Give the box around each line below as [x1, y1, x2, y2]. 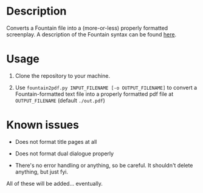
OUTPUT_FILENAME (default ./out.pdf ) [15, 96, 105, 104]
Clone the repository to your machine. [15, 72, 111, 80]
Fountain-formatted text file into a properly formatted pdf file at [15, 90, 174, 98]
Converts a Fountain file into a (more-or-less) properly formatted [6, 24, 168, 32]
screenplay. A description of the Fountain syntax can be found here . [6, 30, 177, 38]
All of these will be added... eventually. [6, 180, 103, 187]
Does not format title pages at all [15, 138, 97, 145]
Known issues [6, 118, 79, 132]
